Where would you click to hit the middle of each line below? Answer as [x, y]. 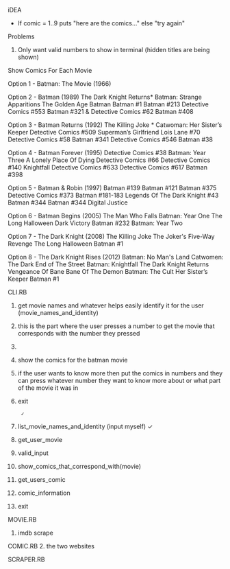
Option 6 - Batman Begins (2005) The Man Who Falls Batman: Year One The [115, 216]
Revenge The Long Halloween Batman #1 [66, 244]
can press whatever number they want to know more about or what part [119, 381]
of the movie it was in [48, 388]
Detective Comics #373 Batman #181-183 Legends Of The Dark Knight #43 [113, 195]
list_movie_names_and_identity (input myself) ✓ [85, 426]
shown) [28, 57]
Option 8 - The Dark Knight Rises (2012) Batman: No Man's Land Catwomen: [116, 257]
